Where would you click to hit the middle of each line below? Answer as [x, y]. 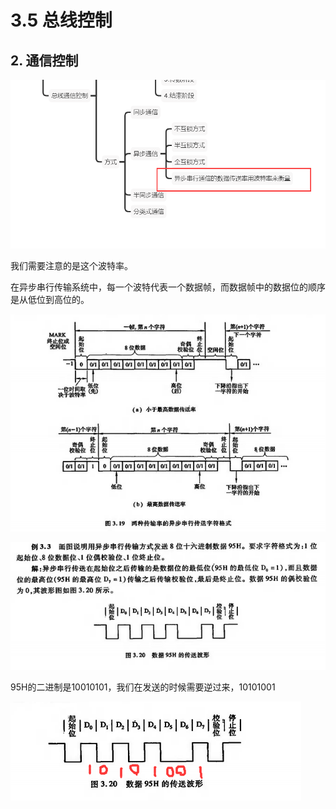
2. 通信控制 [44, 60]
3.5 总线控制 [61, 20]
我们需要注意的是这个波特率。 [71, 266]
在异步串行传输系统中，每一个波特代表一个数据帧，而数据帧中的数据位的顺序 [168, 287]
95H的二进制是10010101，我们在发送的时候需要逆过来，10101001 [143, 687]
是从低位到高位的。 [50, 300]
